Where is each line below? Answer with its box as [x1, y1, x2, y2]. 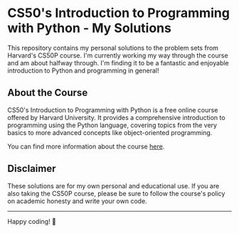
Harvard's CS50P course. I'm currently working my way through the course [7, 51, 229, 60]
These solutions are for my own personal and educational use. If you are [7, 181, 220, 190]
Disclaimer [7, 163, 56, 175]
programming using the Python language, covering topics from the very [7, 121, 218, 129]
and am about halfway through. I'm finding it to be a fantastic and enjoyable [7, 58, 229, 67]
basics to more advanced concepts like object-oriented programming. [7, 128, 213, 136]
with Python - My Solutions [7, 20, 172, 36]
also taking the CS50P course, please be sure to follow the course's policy [7, 189, 225, 197]
